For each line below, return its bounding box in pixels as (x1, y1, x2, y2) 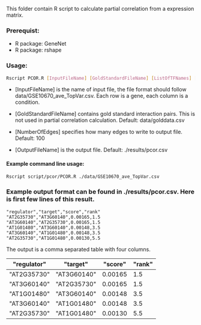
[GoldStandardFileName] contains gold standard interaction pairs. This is (14, 111, 196, 118)
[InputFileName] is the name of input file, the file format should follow (14, 86, 187, 93)
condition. (14, 99, 40, 106)
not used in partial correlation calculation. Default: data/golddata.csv (14, 117, 185, 124)
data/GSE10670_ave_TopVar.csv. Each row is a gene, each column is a (14, 93, 188, 100)
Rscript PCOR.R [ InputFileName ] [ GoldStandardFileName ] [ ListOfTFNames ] (6, 75, 192, 81)
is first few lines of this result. (6, 195, 95, 204)
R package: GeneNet (14, 40, 67, 47)
